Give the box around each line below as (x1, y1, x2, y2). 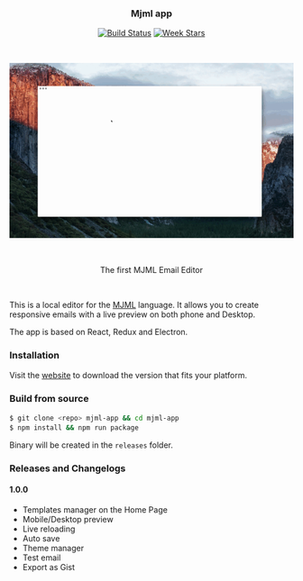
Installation (9, 350, 60, 362)
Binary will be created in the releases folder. (9, 440, 174, 450)
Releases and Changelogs (9, 462, 126, 475)
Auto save (22, 532, 60, 543)
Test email (22, 552, 61, 563)
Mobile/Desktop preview (22, 513, 115, 524)
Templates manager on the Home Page (22, 504, 169, 515)
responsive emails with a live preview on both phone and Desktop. (9, 309, 256, 320)
